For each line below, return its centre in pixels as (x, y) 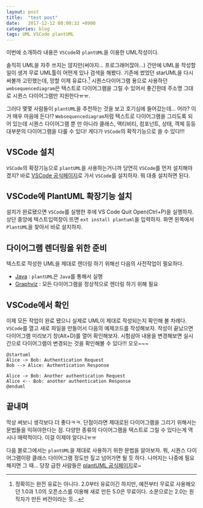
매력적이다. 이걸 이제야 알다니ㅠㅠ (57, 437)
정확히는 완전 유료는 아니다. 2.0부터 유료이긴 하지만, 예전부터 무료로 (95, 484)
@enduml (16, 387)
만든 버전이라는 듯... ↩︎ (58, 499)
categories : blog (28, 29)
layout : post (23, 12)
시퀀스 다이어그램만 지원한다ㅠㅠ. (51, 96)
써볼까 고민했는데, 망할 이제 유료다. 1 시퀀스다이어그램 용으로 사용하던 (87, 80)
